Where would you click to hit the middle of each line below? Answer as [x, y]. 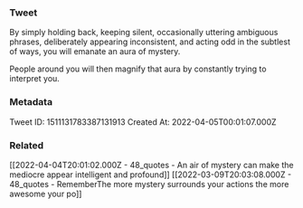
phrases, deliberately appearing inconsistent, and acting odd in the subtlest [150, 42]
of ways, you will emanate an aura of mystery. [95, 52]
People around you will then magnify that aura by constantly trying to [138, 69]
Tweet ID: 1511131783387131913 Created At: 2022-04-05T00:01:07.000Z [143, 122]
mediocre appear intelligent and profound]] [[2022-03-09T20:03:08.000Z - [151, 175]
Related [27, 145]
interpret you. [35, 79]
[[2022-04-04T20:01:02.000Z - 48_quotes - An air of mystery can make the [151, 165]
